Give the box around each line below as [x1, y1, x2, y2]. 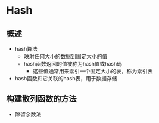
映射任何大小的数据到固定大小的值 [23, 53, 108, 60]
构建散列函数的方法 [6, 94, 77, 104]
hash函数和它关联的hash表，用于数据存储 [14, 75, 117, 82]
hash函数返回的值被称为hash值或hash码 [23, 60, 123, 67]
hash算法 [14, 46, 38, 52]
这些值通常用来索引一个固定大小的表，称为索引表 [32, 67, 153, 75]
